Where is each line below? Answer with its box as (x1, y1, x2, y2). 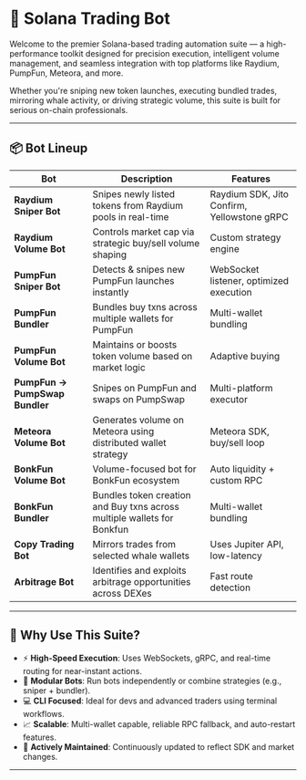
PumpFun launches (92, 274, 175, 286)
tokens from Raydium (92, 199, 184, 212)
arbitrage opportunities (92, 575, 191, 588)
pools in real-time (92, 210, 169, 223)
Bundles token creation (92, 488, 191, 501)
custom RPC (209, 473, 263, 486)
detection (209, 581, 251, 594)
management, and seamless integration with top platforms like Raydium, (9, 57, 280, 68)
